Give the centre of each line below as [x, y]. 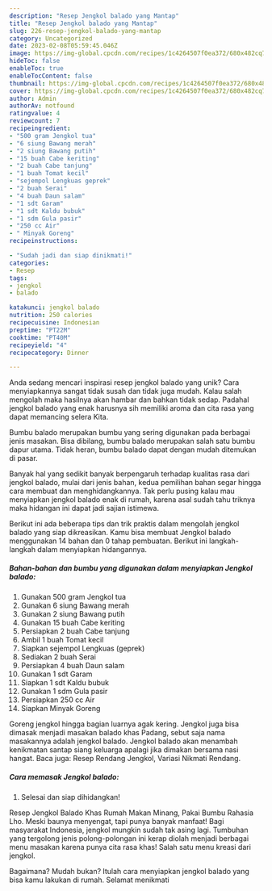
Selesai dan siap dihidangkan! [70, 797]
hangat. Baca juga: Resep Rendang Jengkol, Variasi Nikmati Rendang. [125, 759]
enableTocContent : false [51, 76]
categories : [29, 263]
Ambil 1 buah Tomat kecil [62, 640]
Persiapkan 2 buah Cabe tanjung [75, 631]
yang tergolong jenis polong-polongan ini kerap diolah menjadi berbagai [129, 839]
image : [20, 53]
